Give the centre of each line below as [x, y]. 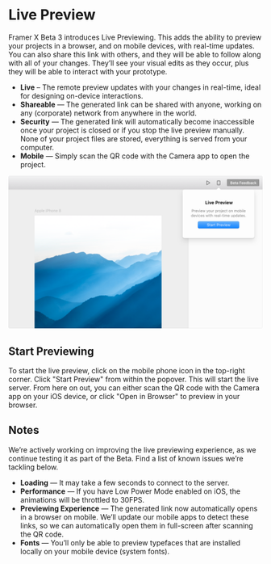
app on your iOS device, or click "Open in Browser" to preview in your [124, 396]
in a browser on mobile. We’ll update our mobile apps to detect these [134, 517]
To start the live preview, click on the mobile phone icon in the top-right [127, 370]
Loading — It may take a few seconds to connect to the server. [125, 482]
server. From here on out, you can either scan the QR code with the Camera [134, 387]
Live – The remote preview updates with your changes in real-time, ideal [140, 87]
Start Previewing [51, 351]
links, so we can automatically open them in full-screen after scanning [137, 525]
